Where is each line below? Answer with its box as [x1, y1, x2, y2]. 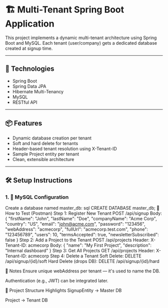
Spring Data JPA [12, 83, 46, 89]
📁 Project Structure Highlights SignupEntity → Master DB [5, 287, 122, 293]
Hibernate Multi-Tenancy [12, 88, 64, 94]
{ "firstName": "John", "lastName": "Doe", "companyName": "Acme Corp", [5, 216, 157, 222]
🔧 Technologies [5, 65, 54, 73]
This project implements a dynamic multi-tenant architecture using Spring [5, 35, 157, 41]
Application [5, 18, 54, 30]
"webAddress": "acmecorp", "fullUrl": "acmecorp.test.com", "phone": [5, 226, 148, 232]
